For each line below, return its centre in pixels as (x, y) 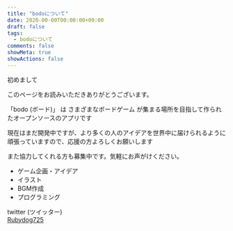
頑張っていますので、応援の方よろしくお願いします (80, 141)
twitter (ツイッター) (35, 212)
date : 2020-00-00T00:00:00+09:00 (56, 20)
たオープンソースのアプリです (50, 118)
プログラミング (39, 197)
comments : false (31, 46)
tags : (15, 33)
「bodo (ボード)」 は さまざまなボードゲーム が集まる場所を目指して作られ (115, 109)
